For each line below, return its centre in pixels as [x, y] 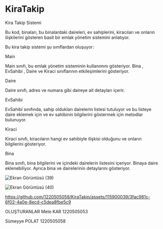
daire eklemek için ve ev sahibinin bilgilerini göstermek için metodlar [74, 114]
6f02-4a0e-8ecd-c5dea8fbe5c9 [38, 202]
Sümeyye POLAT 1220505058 [35, 221]
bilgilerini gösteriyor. [26, 144]
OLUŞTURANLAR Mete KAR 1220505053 [47, 211]
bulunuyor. [16, 119]
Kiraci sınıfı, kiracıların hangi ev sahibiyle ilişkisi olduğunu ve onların [73, 139]
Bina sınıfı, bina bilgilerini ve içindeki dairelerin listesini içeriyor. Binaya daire [81, 163]
